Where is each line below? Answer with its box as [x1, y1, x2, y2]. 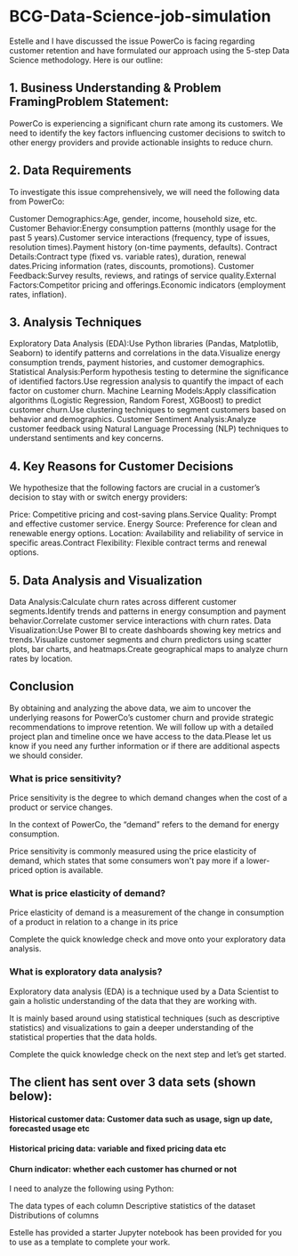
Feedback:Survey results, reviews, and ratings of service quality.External [9, 270, 277, 281]
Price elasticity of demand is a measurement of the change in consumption [9, 907, 285, 918]
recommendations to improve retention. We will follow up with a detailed [9, 722, 274, 732]
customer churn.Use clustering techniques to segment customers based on [9, 404, 286, 415]
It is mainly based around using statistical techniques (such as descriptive [9, 1013, 280, 1024]
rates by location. [9, 653, 73, 664]
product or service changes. [9, 802, 113, 812]
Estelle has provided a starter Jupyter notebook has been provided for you [9, 1227, 283, 1238]
